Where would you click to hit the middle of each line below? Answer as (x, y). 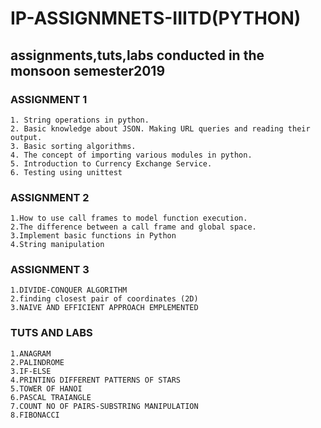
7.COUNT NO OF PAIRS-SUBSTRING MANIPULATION (104, 406)
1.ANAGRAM (31, 353)
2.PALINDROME (37, 362)
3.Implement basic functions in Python (93, 236)
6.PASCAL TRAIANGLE (51, 397)
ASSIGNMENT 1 (49, 99)
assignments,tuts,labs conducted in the (137, 55)
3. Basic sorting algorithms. (73, 146)
